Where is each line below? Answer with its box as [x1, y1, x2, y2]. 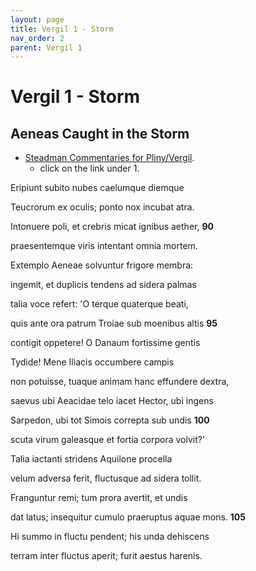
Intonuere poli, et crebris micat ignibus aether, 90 [10, 221, 214, 233]
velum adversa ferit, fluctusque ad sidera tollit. [10, 472, 202, 485]
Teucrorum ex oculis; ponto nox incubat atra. [10, 201, 195, 213]
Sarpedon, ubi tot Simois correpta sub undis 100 [10, 414, 210, 426]
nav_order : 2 [10, 33, 65, 43]
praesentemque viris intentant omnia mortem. [10, 240, 198, 252]
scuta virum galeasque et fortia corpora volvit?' [10, 434, 206, 446]
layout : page [10, 14, 65, 25]
